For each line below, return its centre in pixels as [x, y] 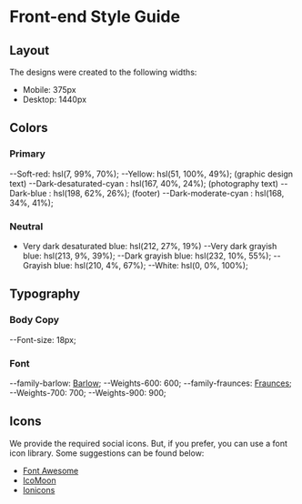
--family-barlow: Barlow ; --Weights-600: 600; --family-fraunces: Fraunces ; [151, 383]
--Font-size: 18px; [43, 339]
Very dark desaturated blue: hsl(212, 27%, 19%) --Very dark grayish [150, 246]
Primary [27, 154]
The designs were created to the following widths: [103, 72]
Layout [30, 50]
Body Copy [35, 320]
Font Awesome [50, 470]
